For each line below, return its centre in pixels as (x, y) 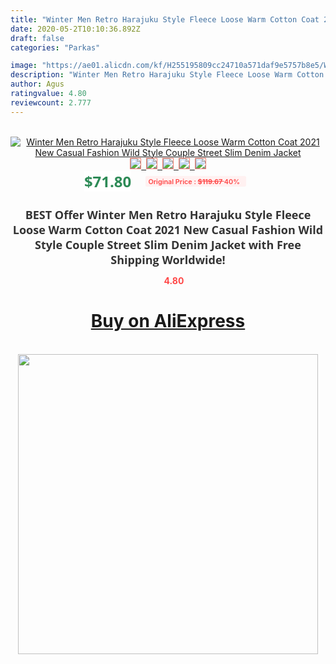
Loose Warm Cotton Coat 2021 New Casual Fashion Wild (168, 229)
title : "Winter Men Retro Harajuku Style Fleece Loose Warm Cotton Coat (165, 19)
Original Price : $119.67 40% (194, 181)
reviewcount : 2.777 (51, 102)
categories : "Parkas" (55, 47)
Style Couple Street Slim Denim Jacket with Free (168, 244)
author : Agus (37, 84)
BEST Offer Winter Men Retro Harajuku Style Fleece (168, 214)
